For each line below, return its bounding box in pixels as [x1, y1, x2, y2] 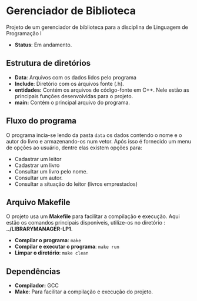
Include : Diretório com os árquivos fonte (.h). [14, 80, 125, 87]
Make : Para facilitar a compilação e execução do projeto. [14, 288, 153, 295]
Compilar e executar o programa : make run [14, 243, 119, 250]
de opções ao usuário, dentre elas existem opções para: [6, 144, 142, 151]
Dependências [6, 266, 61, 276]
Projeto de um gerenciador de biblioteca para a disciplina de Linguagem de [6, 24, 188, 31]
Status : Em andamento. [14, 41, 72, 48]
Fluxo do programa [6, 116, 77, 126]
